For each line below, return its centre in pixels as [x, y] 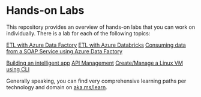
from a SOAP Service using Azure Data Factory [64, 51]
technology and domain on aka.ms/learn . [57, 87]
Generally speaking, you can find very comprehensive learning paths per [96, 81]
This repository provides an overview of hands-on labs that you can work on [101, 27]
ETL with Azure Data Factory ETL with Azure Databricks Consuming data [96, 45]
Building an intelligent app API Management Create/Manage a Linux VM [94, 63]
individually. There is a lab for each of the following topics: [78, 33]
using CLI [18, 69]
